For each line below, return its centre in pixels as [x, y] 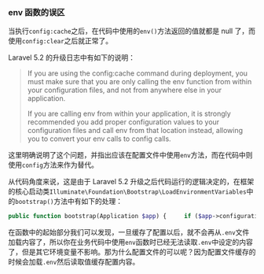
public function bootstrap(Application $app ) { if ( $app [110, 217]
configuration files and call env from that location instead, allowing [135, 131]
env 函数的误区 [37, 12]
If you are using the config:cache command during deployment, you [137, 73]
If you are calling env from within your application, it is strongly [129, 114]
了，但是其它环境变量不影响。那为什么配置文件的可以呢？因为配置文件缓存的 [132, 252]
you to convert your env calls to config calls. [99, 139]
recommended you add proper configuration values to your [123, 122]
